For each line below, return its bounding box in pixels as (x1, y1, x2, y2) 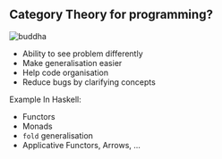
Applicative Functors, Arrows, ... (21, 139, 141, 150)
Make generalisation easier (21, 57, 123, 68)
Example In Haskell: (9, 94, 82, 105)
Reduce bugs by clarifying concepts (21, 76, 157, 88)
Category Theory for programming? (9, 7, 213, 22)
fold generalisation (21, 130, 94, 141)
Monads (21, 121, 53, 131)
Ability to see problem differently (21, 48, 143, 59)
